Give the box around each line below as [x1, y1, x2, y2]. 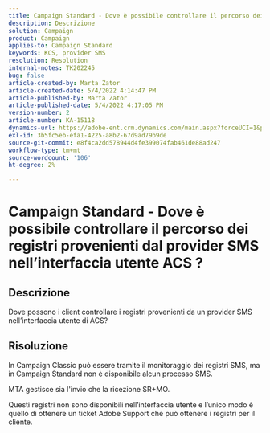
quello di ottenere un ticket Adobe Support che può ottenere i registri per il [8, 408, 256, 418]
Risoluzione [8, 339, 69, 353]
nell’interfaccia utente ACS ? [8, 254, 203, 272]
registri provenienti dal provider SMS [8, 237, 260, 255]
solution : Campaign [8, 27, 74, 35]
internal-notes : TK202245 [8, 64, 95, 72]
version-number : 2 [8, 109, 70, 117]
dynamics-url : [8, 124, 56, 132]
